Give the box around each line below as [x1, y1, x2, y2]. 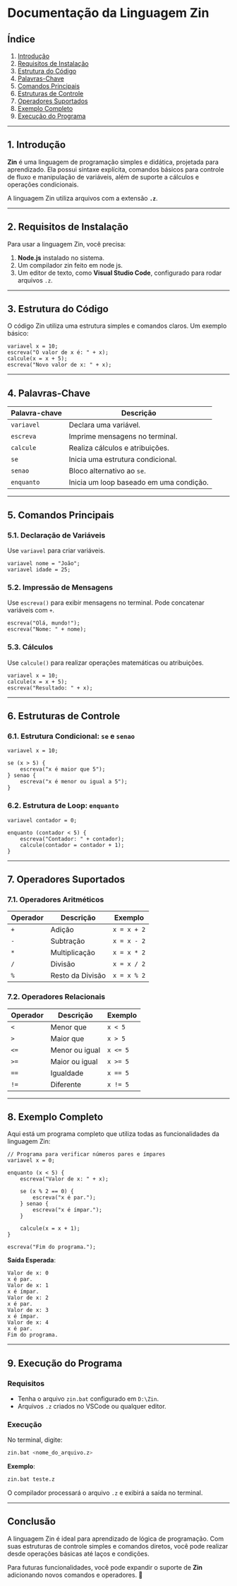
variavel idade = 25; [7, 566, 71, 573]
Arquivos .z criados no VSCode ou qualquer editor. [17, 1402, 167, 1410]
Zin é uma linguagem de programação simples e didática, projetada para [7, 158, 219, 166]
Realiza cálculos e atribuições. [68, 443, 169, 453]
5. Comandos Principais [7, 509, 114, 521]
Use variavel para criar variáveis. [7, 546, 106, 555]
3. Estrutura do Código [7, 303, 109, 315]
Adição [50, 925, 74, 935]
